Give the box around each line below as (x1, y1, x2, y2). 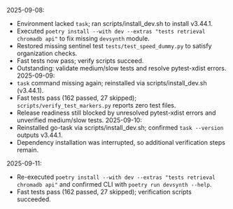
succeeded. (16, 195, 52, 203)
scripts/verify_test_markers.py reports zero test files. (16, 101, 176, 109)
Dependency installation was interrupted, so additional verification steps (16, 138, 225, 146)
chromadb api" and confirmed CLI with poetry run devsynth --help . (16, 180, 212, 188)
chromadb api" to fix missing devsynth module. (16, 34, 150, 43)
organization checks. (16, 49, 78, 57)
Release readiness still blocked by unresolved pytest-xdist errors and (16, 108, 216, 117)
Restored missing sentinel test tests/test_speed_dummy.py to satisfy (16, 42, 212, 50)
